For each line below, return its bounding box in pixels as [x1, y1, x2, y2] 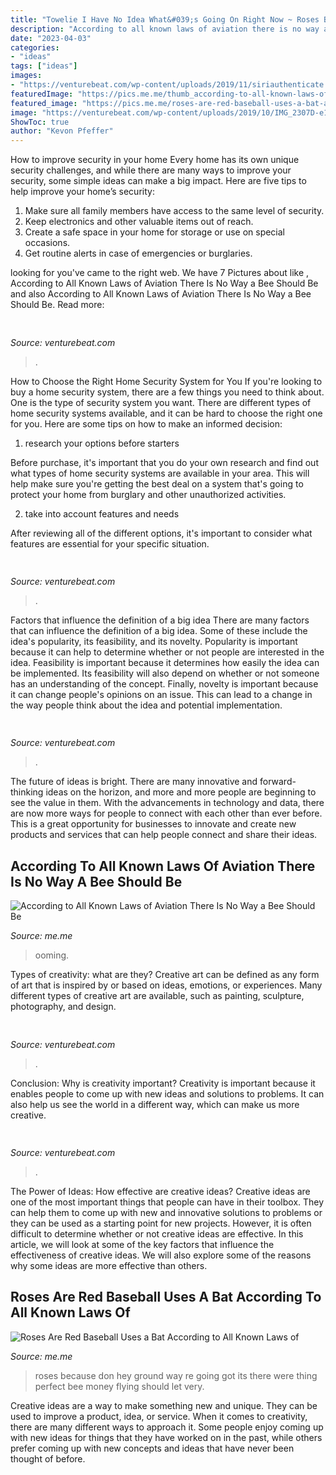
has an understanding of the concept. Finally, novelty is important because [10, 677, 319, 690]
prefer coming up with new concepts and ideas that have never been [10, 1442, 295, 1454]
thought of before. [10, 1452, 86, 1465]
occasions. [24, 237, 71, 249]
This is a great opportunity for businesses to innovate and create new [10, 818, 297, 830]
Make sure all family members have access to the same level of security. [24, 205, 325, 217]
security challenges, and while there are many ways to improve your [10, 164, 292, 176]
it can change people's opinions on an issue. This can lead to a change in [10, 688, 313, 700]
